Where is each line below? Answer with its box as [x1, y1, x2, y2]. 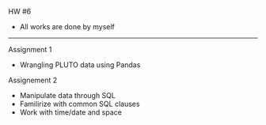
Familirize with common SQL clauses [19, 99, 140, 108]
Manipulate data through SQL [19, 91, 116, 100]
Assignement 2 [8, 75, 58, 85]
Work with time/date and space [19, 108, 123, 117]
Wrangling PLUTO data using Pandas [19, 60, 141, 70]
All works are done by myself [19, 22, 115, 31]
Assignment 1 [8, 45, 52, 54]
